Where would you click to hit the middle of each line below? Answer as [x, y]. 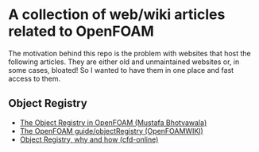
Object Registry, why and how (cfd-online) [89, 139]
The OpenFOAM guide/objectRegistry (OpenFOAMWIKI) [112, 131]
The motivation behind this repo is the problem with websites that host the [130, 53]
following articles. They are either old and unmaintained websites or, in [124, 62]
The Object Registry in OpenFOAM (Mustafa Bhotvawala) [113, 122]
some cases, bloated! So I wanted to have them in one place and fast [121, 70]
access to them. [35, 78]
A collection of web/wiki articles [117, 15]
